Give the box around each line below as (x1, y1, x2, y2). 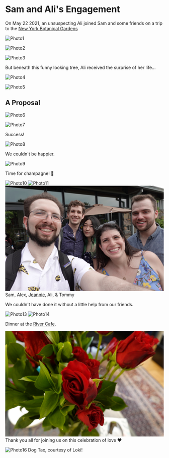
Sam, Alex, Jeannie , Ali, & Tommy (5, 292, 74, 298)
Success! (5, 131, 25, 137)
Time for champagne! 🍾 (5, 170, 54, 176)
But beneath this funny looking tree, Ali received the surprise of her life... (5, 64, 156, 70)
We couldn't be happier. (5, 151, 55, 157)
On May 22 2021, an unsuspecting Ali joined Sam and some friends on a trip (5, 20, 162, 26)
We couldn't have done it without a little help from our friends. (5, 302, 134, 308)
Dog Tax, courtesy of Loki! (28, 447, 83, 453)
